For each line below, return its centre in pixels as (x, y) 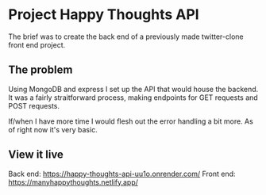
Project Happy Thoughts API (104, 15)
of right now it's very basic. (53, 129)
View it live (36, 155)
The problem (40, 70)
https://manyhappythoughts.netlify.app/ (73, 182)
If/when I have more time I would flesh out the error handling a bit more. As (131, 121)
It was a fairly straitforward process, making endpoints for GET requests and (133, 97)
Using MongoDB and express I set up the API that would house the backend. (133, 89)
